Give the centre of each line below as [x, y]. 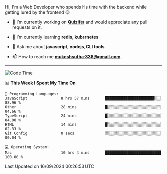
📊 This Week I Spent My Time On [40, 83]
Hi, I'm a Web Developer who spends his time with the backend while [76, 7]
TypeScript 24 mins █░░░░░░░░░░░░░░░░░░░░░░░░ [83, 116]
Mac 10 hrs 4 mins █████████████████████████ [83, 153]
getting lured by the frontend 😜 [38, 12]
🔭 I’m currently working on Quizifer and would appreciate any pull [80, 22]
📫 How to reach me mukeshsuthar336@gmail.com [66, 57]
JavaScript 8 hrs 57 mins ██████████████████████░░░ [83, 98]
